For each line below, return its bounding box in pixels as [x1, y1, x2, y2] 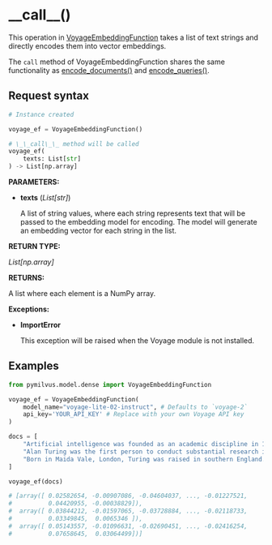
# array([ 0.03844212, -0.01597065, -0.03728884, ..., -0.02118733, [8, 507, 249, 516]
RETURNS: [8, 273, 45, 282]
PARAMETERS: [8, 177, 60, 187]
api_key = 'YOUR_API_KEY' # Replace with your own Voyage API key [23, 410, 244, 418]
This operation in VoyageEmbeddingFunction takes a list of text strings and [8, 32, 259, 42]
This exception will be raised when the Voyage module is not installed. [19, 336, 255, 345]
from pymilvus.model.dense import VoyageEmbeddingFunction [8, 380, 212, 388]
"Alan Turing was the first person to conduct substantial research [23, 448, 259, 456]
